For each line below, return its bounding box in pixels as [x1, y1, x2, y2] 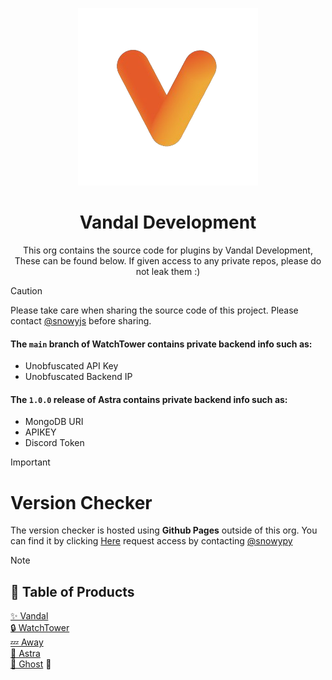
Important [10, 456, 51, 468]
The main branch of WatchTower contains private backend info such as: [10, 338, 313, 350]
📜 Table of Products [10, 583, 135, 600]
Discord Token [24, 437, 85, 449]
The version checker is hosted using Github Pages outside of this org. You [10, 524, 318, 537]
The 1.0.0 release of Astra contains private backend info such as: [10, 393, 288, 405]
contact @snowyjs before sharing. [10, 314, 152, 327]
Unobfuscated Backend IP [24, 371, 133, 383]
